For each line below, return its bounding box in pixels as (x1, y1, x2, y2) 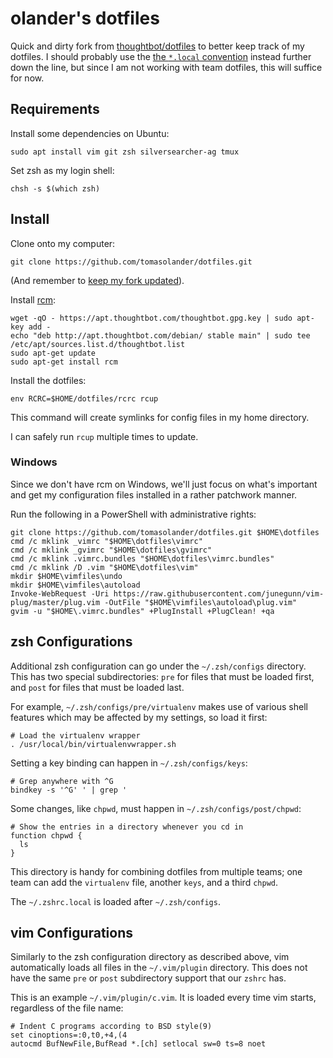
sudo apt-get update (10, 348, 97, 358)
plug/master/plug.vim (10, 597, 101, 607)
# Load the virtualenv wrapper (10, 730, 141, 741)
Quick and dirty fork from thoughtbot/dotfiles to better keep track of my (10, 40, 305, 52)
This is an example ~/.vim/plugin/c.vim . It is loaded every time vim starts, (10, 992, 317, 1004)
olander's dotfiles (10, 7, 160, 30)
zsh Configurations (10, 633, 133, 651)
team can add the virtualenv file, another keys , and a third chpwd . (10, 876, 279, 888)
